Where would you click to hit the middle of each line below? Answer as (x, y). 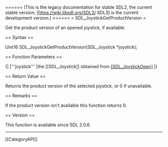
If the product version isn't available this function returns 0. (66, 105)
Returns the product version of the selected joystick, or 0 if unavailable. (79, 86)
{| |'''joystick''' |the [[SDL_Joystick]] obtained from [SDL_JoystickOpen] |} (81, 66)
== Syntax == (19, 37)
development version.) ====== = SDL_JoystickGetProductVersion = (76, 18)
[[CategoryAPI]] (21, 139)
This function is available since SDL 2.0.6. (48, 125)
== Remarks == (21, 96)
